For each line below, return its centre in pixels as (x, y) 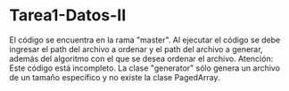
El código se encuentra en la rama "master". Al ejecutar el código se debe (145, 40)
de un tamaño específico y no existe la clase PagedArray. (115, 77)
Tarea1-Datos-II (68, 15)
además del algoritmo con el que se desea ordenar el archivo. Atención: (141, 58)
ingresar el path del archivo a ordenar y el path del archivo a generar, (136, 49)
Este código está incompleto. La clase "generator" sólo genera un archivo (145, 68)
